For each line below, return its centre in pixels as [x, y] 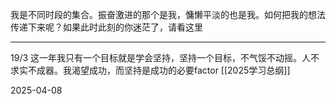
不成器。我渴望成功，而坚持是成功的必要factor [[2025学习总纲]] [159, 70]
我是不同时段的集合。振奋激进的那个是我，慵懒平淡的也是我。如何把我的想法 [168, 14]
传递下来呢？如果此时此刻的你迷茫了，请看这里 [106, 27]
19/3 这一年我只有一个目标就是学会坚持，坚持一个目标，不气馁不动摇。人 [161, 57]
